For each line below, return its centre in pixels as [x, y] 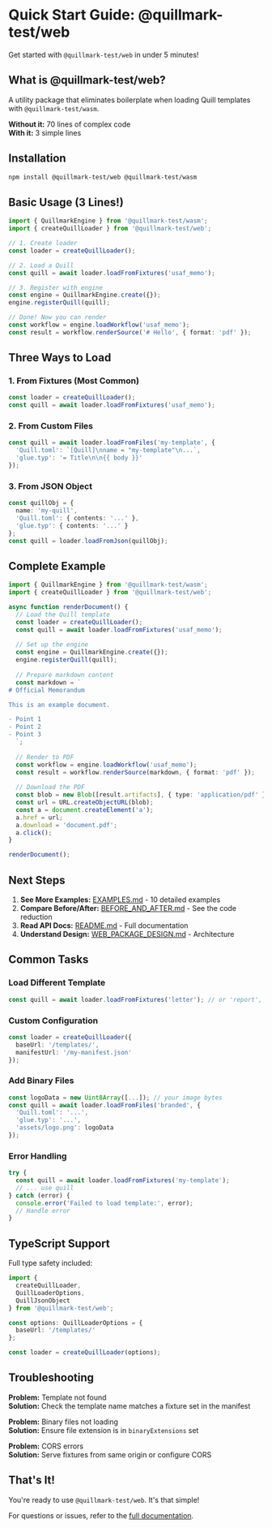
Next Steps [37, 880]
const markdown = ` [49, 682]
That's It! [32, 1481]
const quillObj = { [41, 503]
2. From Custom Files [51, 426]
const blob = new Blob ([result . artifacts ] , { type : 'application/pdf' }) [142, 795]
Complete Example [57, 566]
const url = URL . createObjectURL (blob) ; [85, 803]
